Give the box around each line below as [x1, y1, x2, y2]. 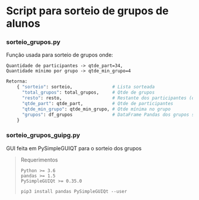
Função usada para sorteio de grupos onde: [6, 52, 114, 59]
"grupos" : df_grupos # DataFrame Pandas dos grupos [21, 112, 190, 118]
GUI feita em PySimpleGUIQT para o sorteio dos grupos [6, 144, 142, 152]
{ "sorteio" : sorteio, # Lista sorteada [17, 84, 155, 90]
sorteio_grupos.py [6, 38, 61, 46]
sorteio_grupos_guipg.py [6, 131, 81, 139]
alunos [6, 17, 40, 30]
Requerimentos [20, 156, 58, 163]
